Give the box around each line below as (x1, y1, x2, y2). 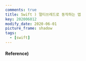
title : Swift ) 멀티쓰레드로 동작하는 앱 (5, 12, 81, 17)
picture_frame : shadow (5, 26, 52, 31)
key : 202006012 (5, 16, 37, 21)
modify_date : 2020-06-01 (5, 21, 57, 26)
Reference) (5, 50, 29, 56)
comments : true (5, 7, 37, 12)
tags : (5, 30, 16, 35)
